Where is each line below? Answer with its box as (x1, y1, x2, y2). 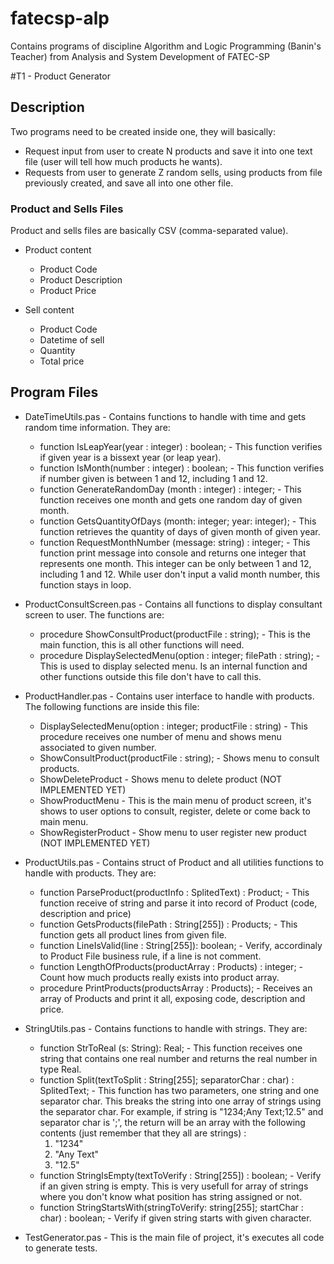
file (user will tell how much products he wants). (24, 155, 223, 167)
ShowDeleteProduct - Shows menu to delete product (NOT (39, 773, 283, 785)
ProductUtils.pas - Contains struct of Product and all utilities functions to (24, 856, 324, 868)
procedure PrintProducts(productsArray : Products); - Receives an (39, 982, 313, 994)
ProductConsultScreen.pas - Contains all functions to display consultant (24, 598, 323, 610)
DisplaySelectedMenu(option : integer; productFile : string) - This (39, 720, 308, 732)
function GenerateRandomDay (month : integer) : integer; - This (39, 483, 302, 495)
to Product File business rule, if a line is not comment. (39, 950, 262, 962)
